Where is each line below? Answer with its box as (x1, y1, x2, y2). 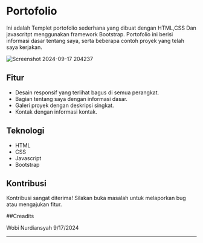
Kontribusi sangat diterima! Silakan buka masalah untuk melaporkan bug (6, 195, 186, 202)
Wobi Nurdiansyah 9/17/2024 (6, 224, 79, 232)
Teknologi (6, 126, 45, 136)
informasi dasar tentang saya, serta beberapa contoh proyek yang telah (6, 37, 184, 44)
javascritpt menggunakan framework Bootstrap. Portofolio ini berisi (6, 30, 173, 37)
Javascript (14, 154, 42, 161)
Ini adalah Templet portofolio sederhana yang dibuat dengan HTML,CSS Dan (6, 24, 196, 31)
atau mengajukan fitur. (6, 201, 62, 208)
